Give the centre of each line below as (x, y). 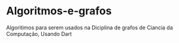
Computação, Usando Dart (39, 33)
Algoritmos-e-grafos (59, 11)
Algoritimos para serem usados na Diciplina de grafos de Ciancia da (89, 27)
